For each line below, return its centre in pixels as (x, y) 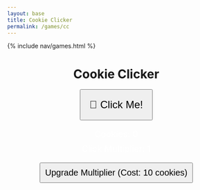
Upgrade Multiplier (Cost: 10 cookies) (116, 173)
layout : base (26, 13)
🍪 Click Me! (116, 105)
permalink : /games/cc (38, 26)
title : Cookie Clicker (40, 20)
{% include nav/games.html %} (52, 46)
